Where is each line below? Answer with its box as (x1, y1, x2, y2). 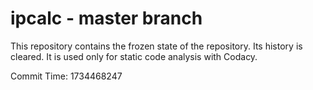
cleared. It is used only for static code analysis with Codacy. (10, 50, 258, 62)
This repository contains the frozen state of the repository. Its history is (10, 40, 303, 52)
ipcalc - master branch (10, 7, 203, 30)
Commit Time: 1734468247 (10, 70, 123, 82)
